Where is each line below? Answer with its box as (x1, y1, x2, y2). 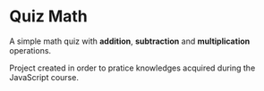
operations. (9, 45, 52, 55)
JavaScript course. (9, 71, 79, 82)
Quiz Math (9, 6, 88, 27)
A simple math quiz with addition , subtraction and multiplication (9, 36, 251, 46)
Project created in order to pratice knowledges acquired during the (9, 62, 256, 73)
